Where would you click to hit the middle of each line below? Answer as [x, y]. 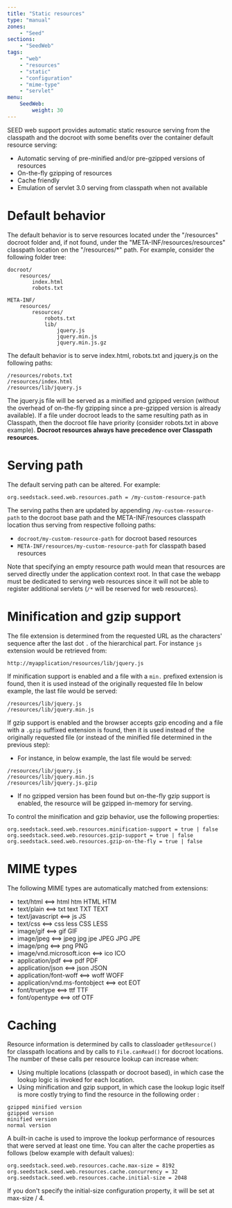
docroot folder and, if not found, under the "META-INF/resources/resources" [116, 242]
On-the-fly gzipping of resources [64, 173]
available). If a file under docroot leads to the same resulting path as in [108, 415]
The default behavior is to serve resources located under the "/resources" [113, 235]
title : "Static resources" [46, 14]
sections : [21, 40]
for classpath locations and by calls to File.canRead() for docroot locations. [115, 1052]
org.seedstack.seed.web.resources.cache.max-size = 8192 [91, 1166]
